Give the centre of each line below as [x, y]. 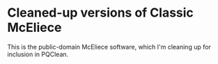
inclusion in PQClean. [38, 54]
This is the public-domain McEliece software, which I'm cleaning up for [109, 47]
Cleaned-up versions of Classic [100, 13]
